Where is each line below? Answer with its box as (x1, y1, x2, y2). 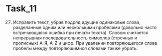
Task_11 (5, 3, 37, 14)
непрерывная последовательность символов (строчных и (12, 35, 138, 41)
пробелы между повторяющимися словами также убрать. (12, 45, 138, 51)
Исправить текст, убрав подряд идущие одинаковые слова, (12, 19, 141, 25)
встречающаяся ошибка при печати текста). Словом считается (12, 29, 149, 35)
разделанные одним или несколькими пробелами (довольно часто (12, 24, 157, 30)
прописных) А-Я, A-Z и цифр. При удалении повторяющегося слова (12, 40, 158, 46)
